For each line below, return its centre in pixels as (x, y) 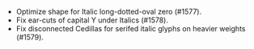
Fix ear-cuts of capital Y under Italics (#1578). (92, 20)
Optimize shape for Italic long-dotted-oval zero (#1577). (109, 12)
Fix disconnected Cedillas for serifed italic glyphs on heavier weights (131, 29)
